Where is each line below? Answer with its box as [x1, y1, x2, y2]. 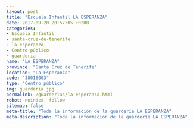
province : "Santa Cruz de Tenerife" [6, 64, 97, 70]
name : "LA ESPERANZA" [6, 58, 60, 64]
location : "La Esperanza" [6, 70, 70, 75]
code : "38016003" [6, 75, 49, 81]
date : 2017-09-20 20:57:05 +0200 [6, 20, 89, 26]
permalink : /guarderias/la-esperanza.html [6, 92, 113, 97]
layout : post [6, 8, 39, 15]
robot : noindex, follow [6, 97, 66, 103]
